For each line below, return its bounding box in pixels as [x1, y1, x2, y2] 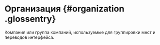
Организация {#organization [4, 3, 125, 14]
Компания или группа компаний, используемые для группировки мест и [4, 29, 156, 35]
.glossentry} [4, 13, 56, 24]
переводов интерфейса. [4, 34, 54, 40]
